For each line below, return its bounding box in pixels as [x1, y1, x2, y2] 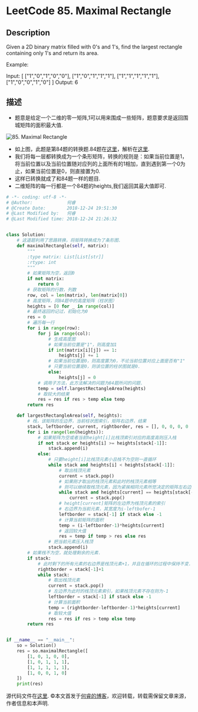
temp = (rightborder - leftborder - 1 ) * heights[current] [48, 605, 181, 610]
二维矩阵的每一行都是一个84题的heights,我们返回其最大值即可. [14, 182, 167, 190]
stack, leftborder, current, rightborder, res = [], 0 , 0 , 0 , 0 [27, 423, 189, 429]
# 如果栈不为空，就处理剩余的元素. [27, 550, 101, 556]
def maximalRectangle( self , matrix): [16, 243, 110, 249]
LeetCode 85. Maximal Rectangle [6, 4, 171, 18]
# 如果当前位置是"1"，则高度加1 [48, 341, 117, 348]
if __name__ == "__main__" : [6, 637, 75, 643]
